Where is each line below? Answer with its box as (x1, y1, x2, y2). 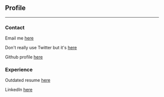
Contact (5, 24, 25, 31)
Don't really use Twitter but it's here (5, 45, 77, 51)
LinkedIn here (5, 87, 33, 93)
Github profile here (5, 54, 43, 60)
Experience (5, 66, 33, 73)
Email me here (5, 35, 34, 41)
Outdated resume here (5, 78, 50, 83)
